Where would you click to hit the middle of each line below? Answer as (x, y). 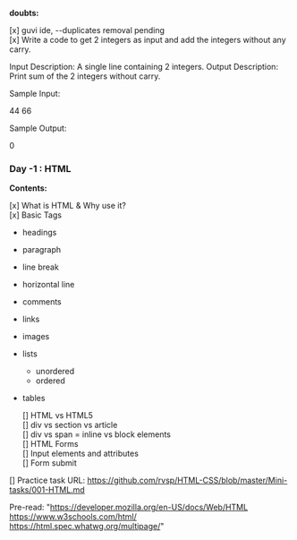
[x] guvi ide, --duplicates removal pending (87, 30)
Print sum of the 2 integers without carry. (85, 76)
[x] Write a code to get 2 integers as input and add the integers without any (148, 40)
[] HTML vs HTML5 (58, 416)
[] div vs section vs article (70, 425)
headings (39, 233)
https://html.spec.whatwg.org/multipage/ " (87, 527)
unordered (55, 372)
